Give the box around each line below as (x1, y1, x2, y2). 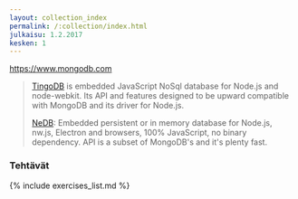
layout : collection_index (9, 13, 107, 23)
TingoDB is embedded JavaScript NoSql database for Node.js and (31, 81, 279, 91)
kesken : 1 (9, 38, 47, 48)
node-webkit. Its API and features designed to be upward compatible (31, 90, 290, 101)
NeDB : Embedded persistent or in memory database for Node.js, (31, 118, 274, 128)
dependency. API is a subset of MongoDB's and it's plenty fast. (31, 137, 268, 147)
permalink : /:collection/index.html (9, 22, 148, 31)
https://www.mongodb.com (9, 63, 112, 74)
